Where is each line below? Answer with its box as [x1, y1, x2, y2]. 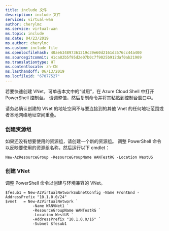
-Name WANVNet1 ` [32, 204, 70, 209]
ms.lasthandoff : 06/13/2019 [5, 69, 65, 74]
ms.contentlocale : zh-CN [5, 64, 58, 69]
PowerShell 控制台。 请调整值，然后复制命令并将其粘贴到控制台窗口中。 [5, 95, 156, 101]
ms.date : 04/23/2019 [5, 36, 49, 41]
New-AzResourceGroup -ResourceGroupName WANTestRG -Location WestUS [5, 155, 153, 160]
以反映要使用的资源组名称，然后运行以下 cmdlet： [5, 145, 110, 151]
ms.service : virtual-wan [5, 26, 58, 32]
